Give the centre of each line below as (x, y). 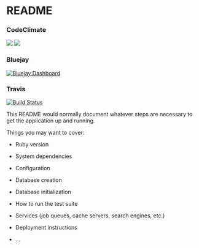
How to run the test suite (46, 204)
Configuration (33, 168)
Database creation (39, 180)
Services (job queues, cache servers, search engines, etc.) (90, 216)
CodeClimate (26, 30)
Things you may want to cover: (45, 133)
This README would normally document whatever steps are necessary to (99, 115)
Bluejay (18, 60)
